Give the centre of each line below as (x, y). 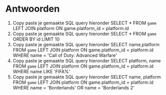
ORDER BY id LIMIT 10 (36, 39)
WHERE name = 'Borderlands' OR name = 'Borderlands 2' (74, 87)
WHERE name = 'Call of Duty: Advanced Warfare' (65, 55)
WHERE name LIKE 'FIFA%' (42, 71)
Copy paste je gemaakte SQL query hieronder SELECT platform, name (87, 60)
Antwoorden (33, 9)
